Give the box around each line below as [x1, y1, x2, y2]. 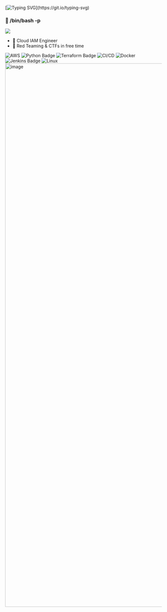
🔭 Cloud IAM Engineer [12, 38, 58, 44]
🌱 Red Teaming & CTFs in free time [12, 43, 84, 49]
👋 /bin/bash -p [5, 17, 41, 24]
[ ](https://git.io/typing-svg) [5, 5, 89, 10]
